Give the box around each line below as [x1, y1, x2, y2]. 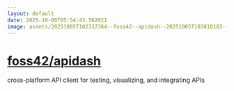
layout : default [7, 10, 54, 17]
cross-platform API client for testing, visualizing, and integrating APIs [7, 76, 205, 84]
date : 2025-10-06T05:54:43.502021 [7, 17, 108, 24]
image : [7, 23, 26, 30]
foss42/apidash [7, 53, 102, 69]
